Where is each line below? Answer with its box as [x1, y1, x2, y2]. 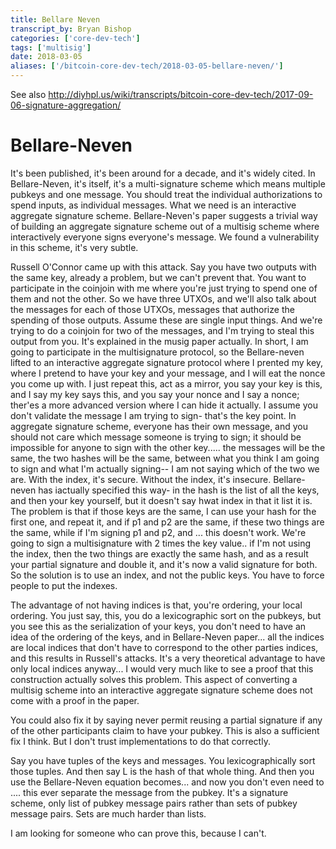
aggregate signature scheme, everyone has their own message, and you [10, 420, 309, 432]
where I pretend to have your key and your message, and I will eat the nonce [10, 367, 326, 379]
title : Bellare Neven [10, 14, 101, 25]
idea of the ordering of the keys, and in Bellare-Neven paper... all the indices [10, 631, 325, 643]
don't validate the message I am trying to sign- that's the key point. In [10, 409, 297, 421]
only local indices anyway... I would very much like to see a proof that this [10, 662, 314, 675]
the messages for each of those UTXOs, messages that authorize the [10, 303, 295, 315]
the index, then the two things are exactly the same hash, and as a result [10, 547, 309, 560]
